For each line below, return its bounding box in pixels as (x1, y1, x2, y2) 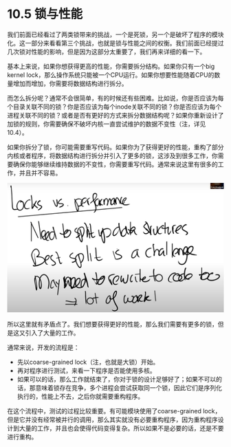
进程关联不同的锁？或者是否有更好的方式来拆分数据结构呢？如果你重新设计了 (7, 111, 224, 119)
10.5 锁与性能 (7, 6, 83, 22)
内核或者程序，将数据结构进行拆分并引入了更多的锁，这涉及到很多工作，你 (7, 151, 218, 160)
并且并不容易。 (19, 168, 62, 177)
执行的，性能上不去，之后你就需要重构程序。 (16, 393, 144, 401)
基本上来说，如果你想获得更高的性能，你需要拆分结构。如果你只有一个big (7, 62, 215, 70)
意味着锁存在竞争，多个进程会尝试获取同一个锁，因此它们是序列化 (35, 384, 222, 392)
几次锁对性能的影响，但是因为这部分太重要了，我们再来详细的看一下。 (7, 47, 206, 56)
